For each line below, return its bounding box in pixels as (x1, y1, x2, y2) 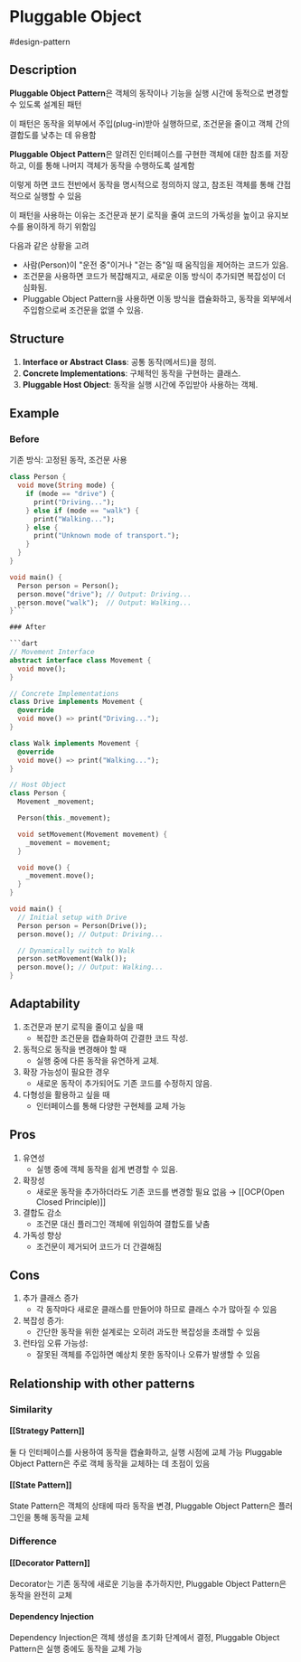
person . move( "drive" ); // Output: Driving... (17, 589, 193, 598)
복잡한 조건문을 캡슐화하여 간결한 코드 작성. (35, 1032, 189, 1043)
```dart (9, 639, 39, 648)
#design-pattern (9, 36, 71, 47)
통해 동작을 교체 (33, 1512, 89, 1523)
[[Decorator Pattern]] (9, 1557, 90, 1568)
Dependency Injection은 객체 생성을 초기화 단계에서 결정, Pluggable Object (9, 1632, 280, 1643)
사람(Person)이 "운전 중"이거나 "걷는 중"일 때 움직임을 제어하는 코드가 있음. (22, 259, 289, 270)
